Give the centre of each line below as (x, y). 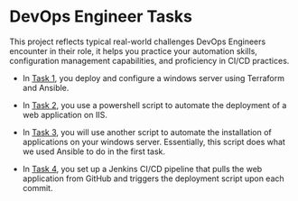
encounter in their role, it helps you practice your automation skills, (133, 50)
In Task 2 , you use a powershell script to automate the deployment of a (154, 105)
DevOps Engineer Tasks (101, 17)
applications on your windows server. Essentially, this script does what (154, 142)
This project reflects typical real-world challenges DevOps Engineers (138, 41)
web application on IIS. (65, 114)
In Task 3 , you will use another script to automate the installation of (147, 132)
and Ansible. (46, 87)
